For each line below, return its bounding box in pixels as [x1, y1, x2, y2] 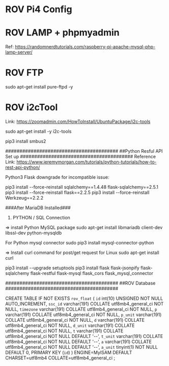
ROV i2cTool [5, 102, 58, 113]
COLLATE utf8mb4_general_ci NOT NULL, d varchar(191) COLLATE [5, 317, 145, 323]
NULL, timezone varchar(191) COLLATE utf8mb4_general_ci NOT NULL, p [5, 306, 157, 312]
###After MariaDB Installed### [5, 205, 71, 211]
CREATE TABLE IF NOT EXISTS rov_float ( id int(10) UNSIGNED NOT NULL [5, 295, 163, 301]
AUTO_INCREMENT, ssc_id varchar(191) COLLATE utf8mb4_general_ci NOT [5, 301, 164, 306]
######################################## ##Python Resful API [5, 148, 163, 154]
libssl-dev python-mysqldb [5, 230, 62, 236]
